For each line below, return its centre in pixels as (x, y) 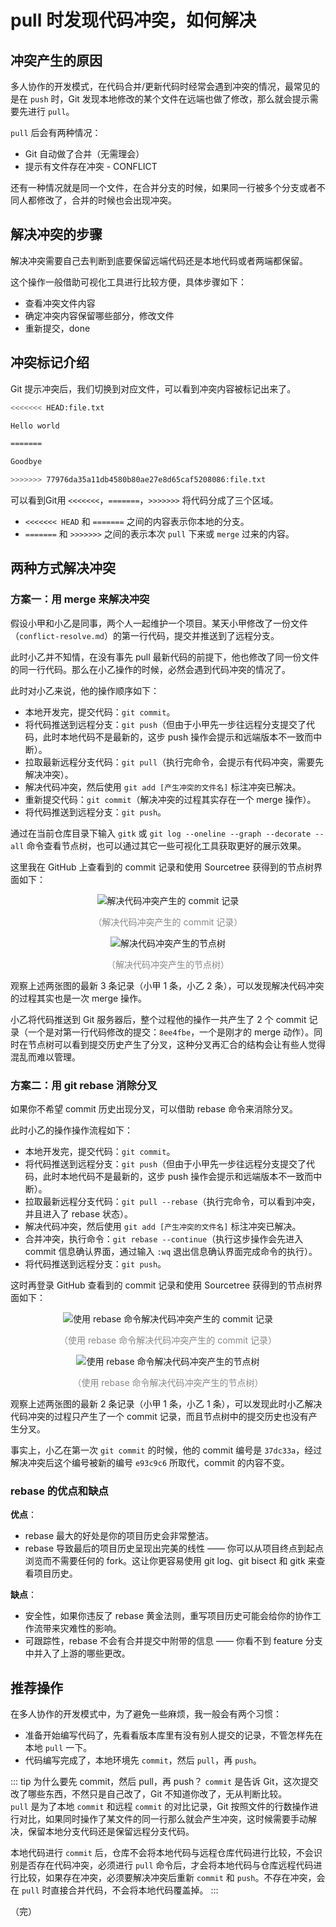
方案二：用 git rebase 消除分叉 (84, 1085)
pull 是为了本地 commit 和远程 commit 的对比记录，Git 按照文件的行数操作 (160, 1807)
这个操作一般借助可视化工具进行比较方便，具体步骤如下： (128, 282)
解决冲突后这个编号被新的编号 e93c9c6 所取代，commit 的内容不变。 (150, 1462)
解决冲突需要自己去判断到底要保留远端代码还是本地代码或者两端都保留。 (159, 260)
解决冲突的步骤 (56, 234)
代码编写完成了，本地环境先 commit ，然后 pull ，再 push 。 (143, 1760)
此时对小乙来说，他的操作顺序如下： (85, 690)
